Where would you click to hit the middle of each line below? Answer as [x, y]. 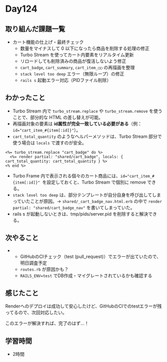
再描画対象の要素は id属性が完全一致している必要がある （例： [77, 124]
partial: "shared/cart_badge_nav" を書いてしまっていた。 [74, 207]
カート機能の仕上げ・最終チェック [48, 42]
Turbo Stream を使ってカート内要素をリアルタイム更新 [77, 55]
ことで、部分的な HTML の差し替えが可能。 [58, 117]
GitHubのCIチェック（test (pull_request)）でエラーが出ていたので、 [91, 256]
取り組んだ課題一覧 [35, 29]
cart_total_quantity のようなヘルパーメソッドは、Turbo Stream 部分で [87, 136]
